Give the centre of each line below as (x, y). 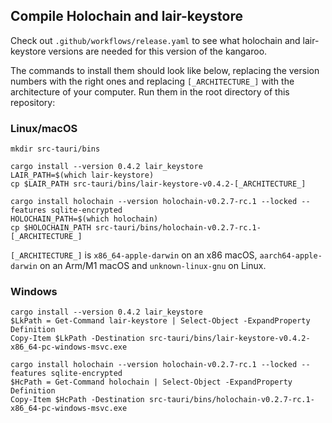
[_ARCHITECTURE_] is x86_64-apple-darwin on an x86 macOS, (134, 255)
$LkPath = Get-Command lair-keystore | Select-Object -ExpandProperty (160, 321)
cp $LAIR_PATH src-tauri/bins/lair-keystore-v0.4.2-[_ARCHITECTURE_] (158, 184)
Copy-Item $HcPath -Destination (77, 400)
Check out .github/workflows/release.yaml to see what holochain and (155, 40)
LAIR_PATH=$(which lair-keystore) (82, 175)
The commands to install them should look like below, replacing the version (165, 70)
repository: (33, 102)
